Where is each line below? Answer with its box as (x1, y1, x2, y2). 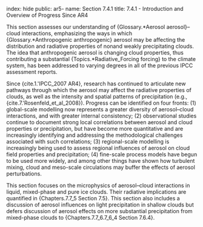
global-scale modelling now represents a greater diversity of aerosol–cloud (6, 106, 194, 113)
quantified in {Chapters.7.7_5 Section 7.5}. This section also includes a (6, 195, 180, 202)
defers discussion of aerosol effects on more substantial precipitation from (6, 208, 193, 214)
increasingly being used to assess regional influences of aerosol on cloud (6, 145, 190, 151)
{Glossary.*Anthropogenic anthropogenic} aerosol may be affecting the (6, 36, 185, 43)
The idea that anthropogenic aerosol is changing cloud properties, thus (6, 49, 184, 56)
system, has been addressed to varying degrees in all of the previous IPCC (6, 62, 193, 69)
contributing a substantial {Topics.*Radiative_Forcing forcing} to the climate (6, 56, 196, 62)
